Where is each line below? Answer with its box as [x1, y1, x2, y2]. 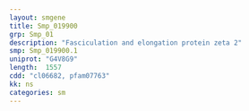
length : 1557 [9, 64, 63, 73]
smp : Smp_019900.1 [9, 47, 78, 55]
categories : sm [9, 88, 66, 97]
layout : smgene [9, 13, 66, 22]
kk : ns [9, 80, 34, 89]
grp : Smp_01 [9, 30, 54, 38]
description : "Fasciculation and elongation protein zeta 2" [9, 38, 243, 47]
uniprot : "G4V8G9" [9, 55, 78, 64]
